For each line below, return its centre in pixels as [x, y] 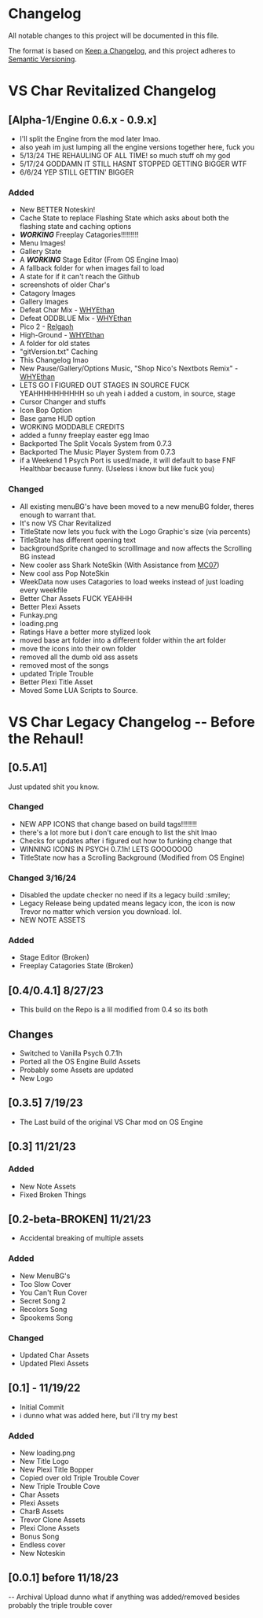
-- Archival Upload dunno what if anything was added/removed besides [124, 1597]
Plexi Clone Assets [49, 1528]
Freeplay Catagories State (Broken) [76, 966]
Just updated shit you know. [54, 787]
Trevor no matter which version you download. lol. [100, 912]
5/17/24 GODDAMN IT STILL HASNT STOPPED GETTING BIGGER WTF [133, 164]
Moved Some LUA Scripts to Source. [79, 690]
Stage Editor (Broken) [55, 957]
